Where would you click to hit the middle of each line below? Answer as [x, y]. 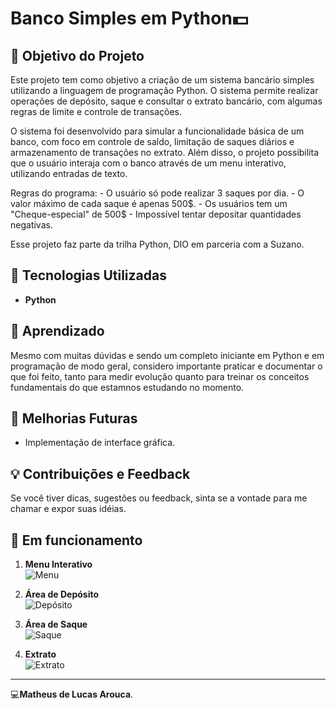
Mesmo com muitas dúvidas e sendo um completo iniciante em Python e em [167, 355]
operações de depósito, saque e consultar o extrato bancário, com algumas [166, 101]
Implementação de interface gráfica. [100, 443]
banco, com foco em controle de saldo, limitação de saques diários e [152, 141]
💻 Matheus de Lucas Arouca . [72, 694]
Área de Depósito [62, 594]
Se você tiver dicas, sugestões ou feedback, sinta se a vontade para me [159, 498]
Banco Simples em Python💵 [129, 18]
